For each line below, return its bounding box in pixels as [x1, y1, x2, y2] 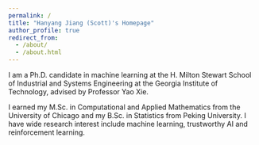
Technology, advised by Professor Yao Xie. [8, 87, 149, 96]
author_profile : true [8, 26, 80, 34]
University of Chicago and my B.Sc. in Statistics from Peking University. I [8, 111, 246, 120]
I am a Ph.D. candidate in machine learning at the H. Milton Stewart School [8, 71, 252, 79]
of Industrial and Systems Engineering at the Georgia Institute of [8, 78, 218, 88]
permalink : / [8, 11, 52, 20]
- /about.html [15, 48, 62, 56]
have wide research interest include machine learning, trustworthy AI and [8, 120, 249, 128]
